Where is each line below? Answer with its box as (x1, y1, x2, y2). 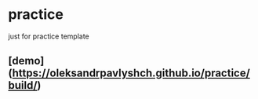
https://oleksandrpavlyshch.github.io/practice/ (12, 67, 251, 80)
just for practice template (8, 31, 90, 41)
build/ (8, 79, 38, 92)
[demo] (8, 54, 45, 68)
